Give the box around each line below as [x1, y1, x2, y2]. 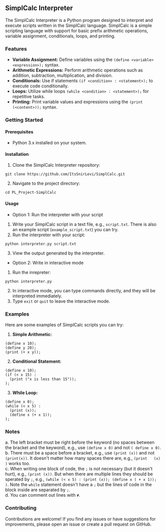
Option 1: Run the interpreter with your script [12, 211, 103, 217]
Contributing [5, 505, 37, 512]
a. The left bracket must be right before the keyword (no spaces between [5, 439, 155, 446]
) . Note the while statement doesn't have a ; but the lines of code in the [5, 481, 152, 488]
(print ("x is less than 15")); [9, 377, 77, 382]
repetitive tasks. [12, 94, 46, 100]
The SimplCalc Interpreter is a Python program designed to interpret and [5, 17, 153, 23]
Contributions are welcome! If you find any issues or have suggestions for [5, 516, 156, 522]
